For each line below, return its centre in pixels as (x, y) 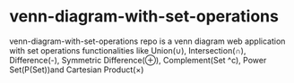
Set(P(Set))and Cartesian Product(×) (77, 70)
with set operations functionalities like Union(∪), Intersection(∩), (128, 50)
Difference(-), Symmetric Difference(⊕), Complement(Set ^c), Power (138, 60)
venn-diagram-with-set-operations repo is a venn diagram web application (147, 41)
